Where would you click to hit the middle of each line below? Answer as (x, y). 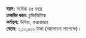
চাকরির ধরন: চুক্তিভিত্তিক (26, 15)
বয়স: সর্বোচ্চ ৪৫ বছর (24, 9)
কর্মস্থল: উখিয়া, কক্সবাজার (27, 22)
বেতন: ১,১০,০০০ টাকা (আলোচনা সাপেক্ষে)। (44, 28)
